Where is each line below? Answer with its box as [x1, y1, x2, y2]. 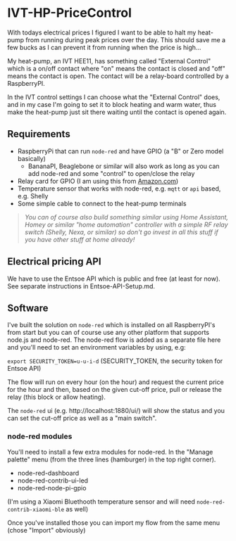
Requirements [7, 128, 70, 140]
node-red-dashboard [17, 469, 80, 477]
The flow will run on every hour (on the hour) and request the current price [7, 378, 224, 386]
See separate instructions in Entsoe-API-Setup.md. [7, 281, 156, 290]
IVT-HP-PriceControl [7, 5, 132, 21]
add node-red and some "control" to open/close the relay [27, 169, 195, 177]
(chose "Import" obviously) [7, 526, 86, 534]
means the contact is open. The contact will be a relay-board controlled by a [7, 72, 229, 80]
